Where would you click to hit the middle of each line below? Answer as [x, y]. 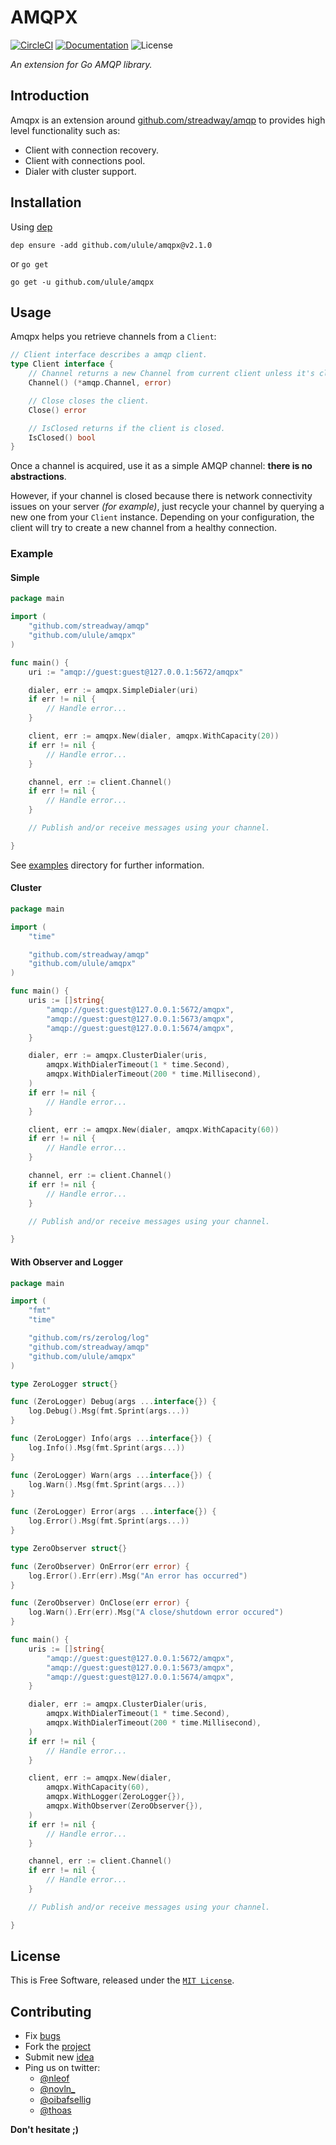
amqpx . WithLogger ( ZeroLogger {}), [116, 1797]
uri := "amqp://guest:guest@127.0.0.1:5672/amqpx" [136, 672]
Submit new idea [59, 2057]
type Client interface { [62, 364]
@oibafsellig [65, 2100]
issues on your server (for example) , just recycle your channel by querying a [167, 507]
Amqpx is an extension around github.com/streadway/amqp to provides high [168, 120]
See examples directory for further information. [107, 865]
